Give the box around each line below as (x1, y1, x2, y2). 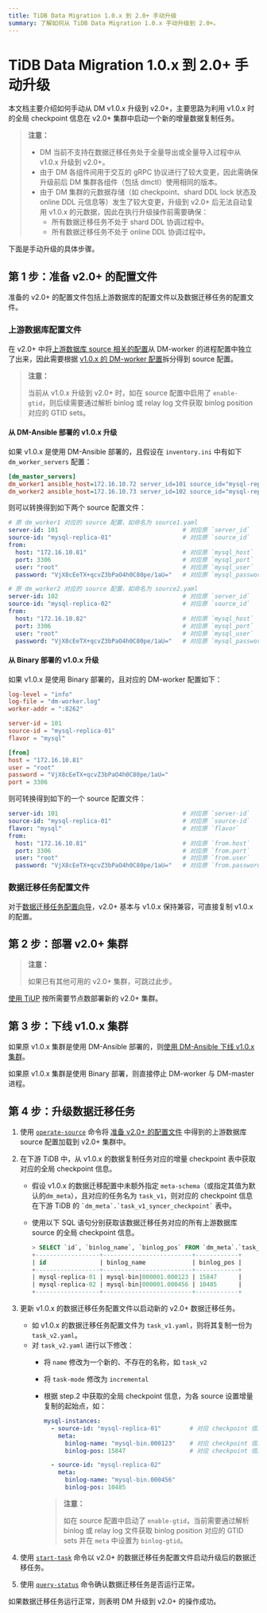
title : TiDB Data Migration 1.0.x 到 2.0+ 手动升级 (8, 11, 177, 20)
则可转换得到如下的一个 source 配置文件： (8, 794, 147, 804)
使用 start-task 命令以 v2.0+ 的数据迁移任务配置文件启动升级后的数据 (19, 1552, 250, 1562)
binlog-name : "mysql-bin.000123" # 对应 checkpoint (64, 1439, 248, 1447)
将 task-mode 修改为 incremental (43, 1375, 149, 1384)
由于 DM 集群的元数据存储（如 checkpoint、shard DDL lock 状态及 (39, 187, 257, 197)
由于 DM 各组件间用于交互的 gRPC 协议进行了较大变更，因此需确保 (39, 167, 258, 177)
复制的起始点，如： (43, 1401, 107, 1411)
